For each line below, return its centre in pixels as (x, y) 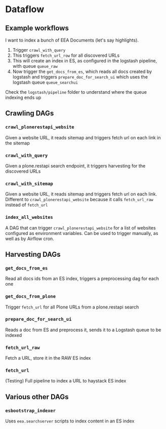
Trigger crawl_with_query (39, 50)
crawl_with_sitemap (29, 184)
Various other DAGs (37, 397)
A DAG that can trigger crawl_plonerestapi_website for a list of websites (80, 228)
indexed (14, 335)
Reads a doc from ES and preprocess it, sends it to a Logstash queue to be (83, 330)
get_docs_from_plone (31, 297)
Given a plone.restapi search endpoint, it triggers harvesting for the (75, 166)
